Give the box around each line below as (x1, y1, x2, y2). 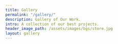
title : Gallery (5, 7, 38, 13)
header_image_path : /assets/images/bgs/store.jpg (5, 26, 113, 31)
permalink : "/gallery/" (5, 12, 56, 17)
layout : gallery (5, 31, 40, 36)
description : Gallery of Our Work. (5, 17, 81, 22)
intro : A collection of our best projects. (5, 21, 100, 27)
